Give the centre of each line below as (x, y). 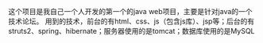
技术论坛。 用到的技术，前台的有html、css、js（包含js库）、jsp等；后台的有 (131, 21)
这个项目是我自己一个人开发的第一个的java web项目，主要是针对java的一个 (130, 11)
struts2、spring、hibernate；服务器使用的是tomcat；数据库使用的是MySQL (132, 31)
